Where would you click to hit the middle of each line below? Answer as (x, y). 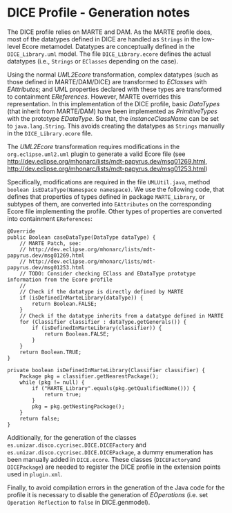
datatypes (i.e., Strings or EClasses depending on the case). (93, 61)
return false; (40, 418)
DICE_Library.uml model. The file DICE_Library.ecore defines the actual (109, 54)
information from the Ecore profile (60, 280)
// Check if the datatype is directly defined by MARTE (102, 291)
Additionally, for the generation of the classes (72, 437)
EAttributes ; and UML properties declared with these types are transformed (115, 89)
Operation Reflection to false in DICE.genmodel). (79, 502)
